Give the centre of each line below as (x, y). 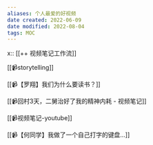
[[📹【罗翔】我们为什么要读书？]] (54, 84)
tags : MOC (21, 33)
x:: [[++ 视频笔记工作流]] (42, 53)
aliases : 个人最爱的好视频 (42, 13)
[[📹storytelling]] (30, 68)
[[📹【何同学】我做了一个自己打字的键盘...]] (69, 135)
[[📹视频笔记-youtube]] (40, 118)
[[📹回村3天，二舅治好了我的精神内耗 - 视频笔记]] (77, 101)
